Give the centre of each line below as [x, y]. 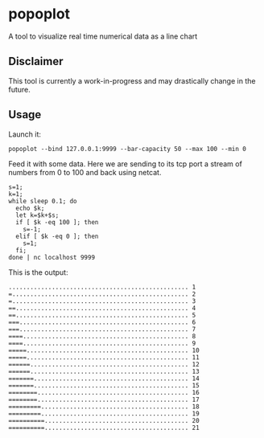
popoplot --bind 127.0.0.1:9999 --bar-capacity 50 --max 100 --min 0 [128, 149]
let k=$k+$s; [37, 215]
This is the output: [38, 272]
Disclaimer [36, 61]
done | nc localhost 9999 [52, 257]
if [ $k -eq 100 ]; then [57, 222]
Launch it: [25, 134]
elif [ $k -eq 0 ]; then [57, 236]
